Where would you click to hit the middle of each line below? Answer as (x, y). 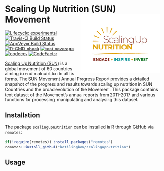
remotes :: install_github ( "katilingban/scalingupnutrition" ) (68, 147)
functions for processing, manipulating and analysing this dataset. (72, 99)
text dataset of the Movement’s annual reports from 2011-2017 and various (80, 95)
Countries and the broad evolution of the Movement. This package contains (82, 89)
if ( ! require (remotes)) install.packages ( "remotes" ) (59, 142)
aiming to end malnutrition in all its (40, 73)
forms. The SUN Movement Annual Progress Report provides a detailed (77, 79)
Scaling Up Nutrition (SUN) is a (36, 63)
